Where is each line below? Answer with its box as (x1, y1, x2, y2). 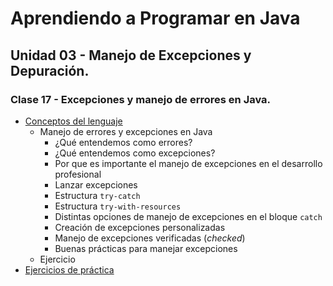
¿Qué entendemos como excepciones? (54, 147, 216, 159)
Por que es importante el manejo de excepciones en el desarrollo (54, 157, 323, 169)
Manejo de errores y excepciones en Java (39, 125, 213, 137)
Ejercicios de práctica (24, 263, 115, 276)
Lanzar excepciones (54, 178, 138, 191)
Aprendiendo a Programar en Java (10, 7, 301, 30)
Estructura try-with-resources (54, 200, 182, 212)
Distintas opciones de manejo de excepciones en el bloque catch (54, 210, 323, 222)
